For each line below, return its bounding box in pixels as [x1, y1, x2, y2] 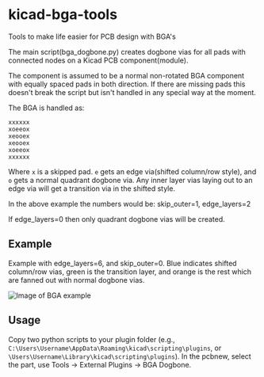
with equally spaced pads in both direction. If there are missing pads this [8, 79, 246, 89]
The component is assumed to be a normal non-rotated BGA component [8, 70, 244, 80]
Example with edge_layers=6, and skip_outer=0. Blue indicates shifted [8, 258, 237, 268]
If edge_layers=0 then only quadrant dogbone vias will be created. [8, 214, 226, 223]
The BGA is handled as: [8, 103, 85, 112]
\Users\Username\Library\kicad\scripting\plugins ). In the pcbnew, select [8, 351, 251, 361]
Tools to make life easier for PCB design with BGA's [8, 32, 176, 41]
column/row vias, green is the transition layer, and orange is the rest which [8, 267, 252, 276]
